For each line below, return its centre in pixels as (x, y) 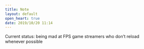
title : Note (17, 9)
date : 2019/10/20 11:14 (29, 23)
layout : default (21, 14)
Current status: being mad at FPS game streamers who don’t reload (72, 37)
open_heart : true (22, 18)
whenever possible (24, 42)
